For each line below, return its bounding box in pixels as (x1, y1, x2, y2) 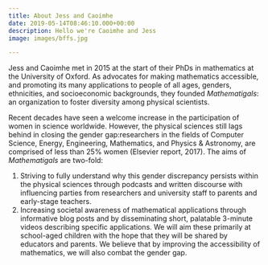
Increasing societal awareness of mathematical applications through (19, 206, 247, 215)
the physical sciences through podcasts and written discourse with (19, 180, 243, 190)
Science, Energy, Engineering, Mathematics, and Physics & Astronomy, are (8, 138, 256, 149)
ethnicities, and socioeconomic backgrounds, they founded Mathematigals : (8, 89, 259, 99)
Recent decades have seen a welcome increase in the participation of (8, 113, 240, 123)
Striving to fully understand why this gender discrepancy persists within (19, 171, 259, 181)
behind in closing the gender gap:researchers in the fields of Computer (8, 130, 244, 140)
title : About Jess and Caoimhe (8, 11, 113, 20)
